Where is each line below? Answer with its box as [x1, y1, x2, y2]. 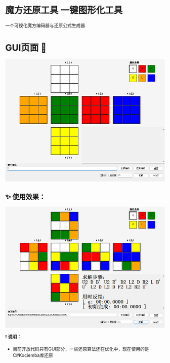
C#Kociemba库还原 [12, 352, 53, 358]
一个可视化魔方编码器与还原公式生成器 [5, 22, 85, 28]
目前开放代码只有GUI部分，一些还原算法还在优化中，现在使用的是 [12, 346, 149, 352]
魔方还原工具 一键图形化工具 [5, 5, 123, 16]
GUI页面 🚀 [5, 42, 47, 54]
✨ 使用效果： [5, 193, 46, 201]
